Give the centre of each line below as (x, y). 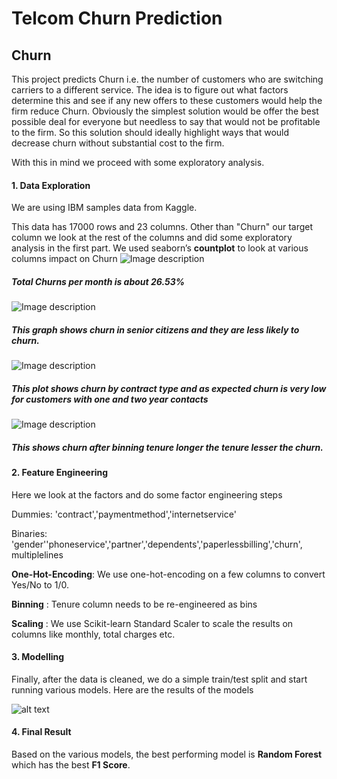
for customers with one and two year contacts (110, 399)
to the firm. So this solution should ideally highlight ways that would (150, 132)
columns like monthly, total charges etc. (93, 634)
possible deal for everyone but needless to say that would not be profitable (166, 121)
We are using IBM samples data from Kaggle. (104, 208)
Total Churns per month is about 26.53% (98, 281)
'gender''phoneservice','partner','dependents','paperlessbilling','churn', (157, 544)
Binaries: (29, 533)
